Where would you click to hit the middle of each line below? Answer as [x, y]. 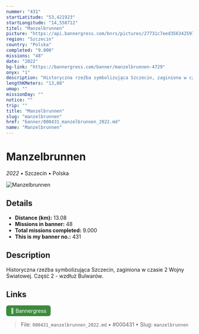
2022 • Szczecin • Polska [38, 173]
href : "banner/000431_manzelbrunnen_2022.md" [63, 122]
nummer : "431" [24, 12]
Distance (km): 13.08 [41, 218]
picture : [17, 34]
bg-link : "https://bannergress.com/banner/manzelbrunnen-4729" [86, 67]
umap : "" [17, 89]
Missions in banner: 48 [44, 224]
